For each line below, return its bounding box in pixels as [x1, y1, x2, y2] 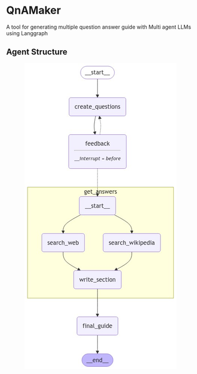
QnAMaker [6, 4, 61, 17]
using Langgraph [6, 29, 48, 36]
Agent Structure [6, 47, 67, 57]
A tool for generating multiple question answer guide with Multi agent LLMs [6, 23, 192, 30]
